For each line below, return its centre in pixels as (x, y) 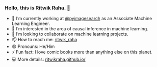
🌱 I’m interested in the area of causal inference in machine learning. (80, 29)
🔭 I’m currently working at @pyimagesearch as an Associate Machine (82, 19)
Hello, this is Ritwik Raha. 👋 (38, 8)
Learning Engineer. (31, 23)
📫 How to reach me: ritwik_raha (44, 40)
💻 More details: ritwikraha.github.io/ (49, 59)
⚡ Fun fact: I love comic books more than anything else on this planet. (82, 52)
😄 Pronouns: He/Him (33, 46)
